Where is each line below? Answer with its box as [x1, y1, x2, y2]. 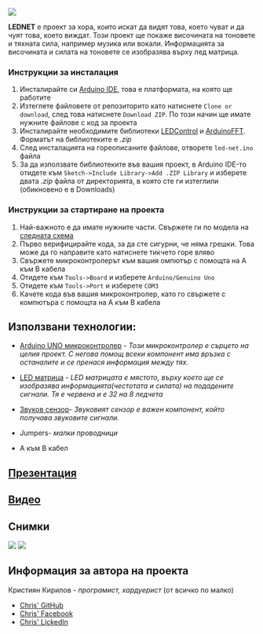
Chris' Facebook [19, 609, 73, 618]
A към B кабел [19, 444, 68, 453]
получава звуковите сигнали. [19, 413, 120, 423]
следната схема [19, 230, 74, 240]
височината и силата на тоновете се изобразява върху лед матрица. [8, 47, 239, 57]
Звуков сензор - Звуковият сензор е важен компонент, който [19, 405, 225, 414]
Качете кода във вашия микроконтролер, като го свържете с [19, 289, 226, 299]
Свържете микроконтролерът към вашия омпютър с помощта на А [19, 255, 247, 265]
